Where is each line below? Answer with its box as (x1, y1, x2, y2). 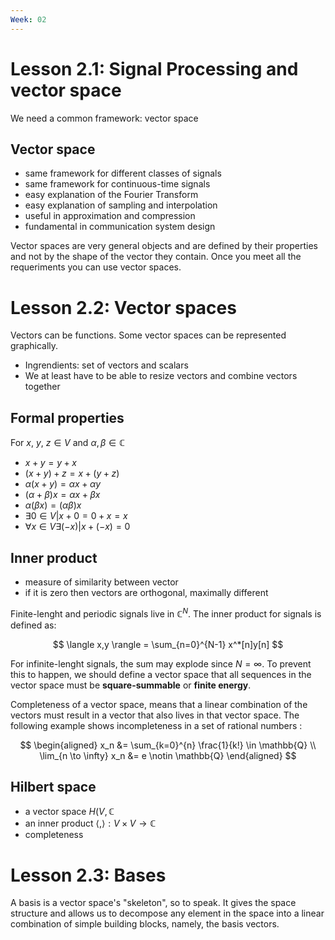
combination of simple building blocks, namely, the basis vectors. (10, 918, 280, 930)
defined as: (10, 619, 57, 631)
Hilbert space (10, 778, 97, 795)
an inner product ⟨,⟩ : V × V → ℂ (24, 817, 157, 830)
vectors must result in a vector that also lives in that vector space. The (10, 709, 300, 721)
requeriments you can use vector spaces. (10, 261, 182, 273)
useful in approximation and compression (24, 210, 196, 222)
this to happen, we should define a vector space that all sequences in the (10, 668, 312, 680)
